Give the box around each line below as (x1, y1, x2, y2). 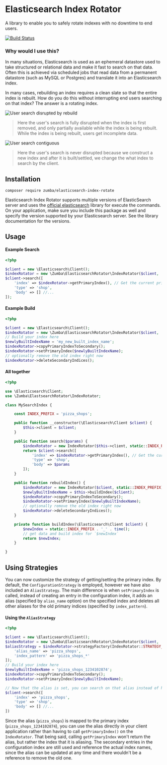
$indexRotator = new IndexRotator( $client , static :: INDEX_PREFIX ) (23, 485, 164, 490)
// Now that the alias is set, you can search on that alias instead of (5, 686, 159, 691)
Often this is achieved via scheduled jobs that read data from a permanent (5, 69, 157, 75)
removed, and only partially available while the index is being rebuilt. (17, 125, 158, 131)
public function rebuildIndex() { (14, 480, 85, 485)
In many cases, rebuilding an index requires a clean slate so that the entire (5, 90, 158, 96)
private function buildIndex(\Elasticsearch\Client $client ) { (14, 522, 148, 527)
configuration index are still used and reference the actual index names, (5, 745, 152, 751)
